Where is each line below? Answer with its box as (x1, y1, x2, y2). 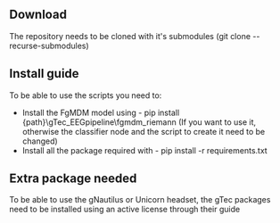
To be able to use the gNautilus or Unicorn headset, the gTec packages (9, 194, 271, 205)
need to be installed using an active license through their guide (9, 204, 241, 215)
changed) (21, 136, 58, 146)
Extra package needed (9, 171, 137, 186)
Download (9, 7, 67, 22)
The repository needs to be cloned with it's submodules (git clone (9, 30, 251, 41)
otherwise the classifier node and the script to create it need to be (21, 126, 266, 136)
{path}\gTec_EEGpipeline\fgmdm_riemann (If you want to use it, (21, 116, 257, 128)
